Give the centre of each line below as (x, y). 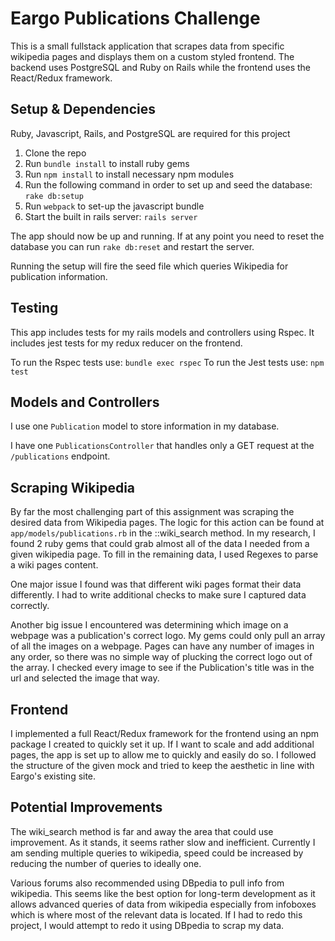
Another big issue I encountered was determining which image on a (149, 625)
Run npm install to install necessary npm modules (129, 174)
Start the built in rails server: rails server (111, 216)
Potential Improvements (86, 807)
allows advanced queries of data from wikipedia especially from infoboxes (163, 904)
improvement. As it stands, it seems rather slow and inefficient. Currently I (163, 842)
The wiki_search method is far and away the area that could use (142, 831)
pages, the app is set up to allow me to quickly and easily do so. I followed (163, 755)
